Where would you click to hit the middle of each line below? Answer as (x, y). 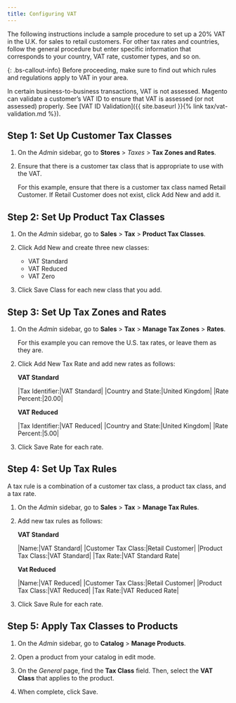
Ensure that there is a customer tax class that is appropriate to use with (120, 166)
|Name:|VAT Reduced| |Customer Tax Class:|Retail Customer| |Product (120, 583)
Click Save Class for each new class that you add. (90, 290)
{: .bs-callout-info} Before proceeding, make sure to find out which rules (112, 70)
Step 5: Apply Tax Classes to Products (93, 627)
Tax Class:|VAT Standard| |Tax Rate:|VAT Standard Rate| (99, 555)
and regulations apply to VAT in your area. (68, 77)
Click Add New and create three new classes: (83, 248)
